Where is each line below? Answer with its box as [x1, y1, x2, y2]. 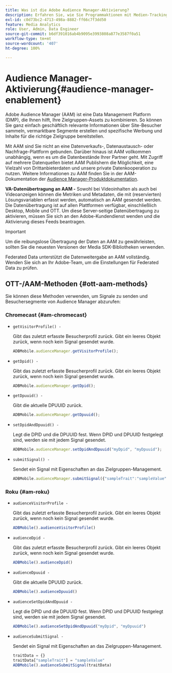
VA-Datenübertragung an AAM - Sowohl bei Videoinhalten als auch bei [5, 185, 157, 192]
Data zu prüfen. [5, 265, 38, 271]
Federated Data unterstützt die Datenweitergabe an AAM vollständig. [5, 254, 150, 260]
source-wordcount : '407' [5, 41, 58, 46]
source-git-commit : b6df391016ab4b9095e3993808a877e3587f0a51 [5, 31, 141, 36]
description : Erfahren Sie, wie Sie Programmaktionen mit [5, 12, 132, 17]
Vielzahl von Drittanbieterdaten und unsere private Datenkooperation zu [5, 165, 157, 171]
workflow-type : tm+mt [5, 36, 52, 42]
